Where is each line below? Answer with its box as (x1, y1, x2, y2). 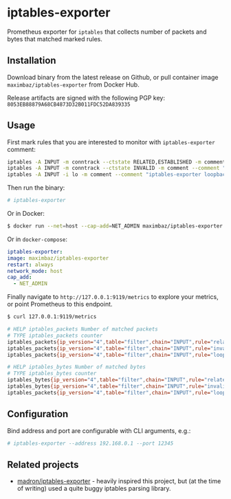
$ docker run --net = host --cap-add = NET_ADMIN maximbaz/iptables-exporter (7, 223, 223, 230)
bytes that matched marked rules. (7, 34, 103, 43)
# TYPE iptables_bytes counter (7, 370, 97, 377)
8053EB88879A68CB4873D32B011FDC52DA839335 (7, 101, 131, 108)
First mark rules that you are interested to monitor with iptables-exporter (7, 137, 215, 146)
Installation (7, 55, 56, 67)
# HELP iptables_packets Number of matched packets (7, 326, 158, 333)
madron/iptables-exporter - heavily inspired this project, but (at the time (16, 477, 221, 485)
